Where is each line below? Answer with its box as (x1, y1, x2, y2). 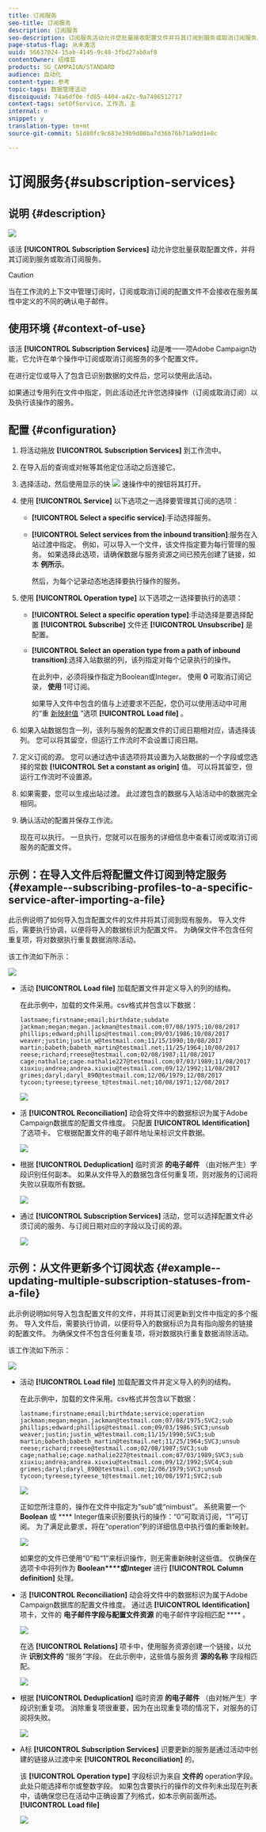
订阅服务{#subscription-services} (8, 173, 236, 191)
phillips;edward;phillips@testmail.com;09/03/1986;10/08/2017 (19, 1030, 230, 1038)
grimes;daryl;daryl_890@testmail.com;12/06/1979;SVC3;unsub (19, 1465, 222, 1473)
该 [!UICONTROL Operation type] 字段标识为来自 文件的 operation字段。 (19, 1771, 257, 1780)
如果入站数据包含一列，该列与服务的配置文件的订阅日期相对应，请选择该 (19, 726, 256, 735)
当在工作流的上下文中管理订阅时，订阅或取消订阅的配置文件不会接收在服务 (8, 286, 251, 296)
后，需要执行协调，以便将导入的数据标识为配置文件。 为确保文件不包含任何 (8, 925, 253, 935)
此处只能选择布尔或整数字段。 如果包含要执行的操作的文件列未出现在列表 (19, 1780, 258, 1791)
